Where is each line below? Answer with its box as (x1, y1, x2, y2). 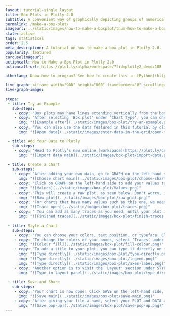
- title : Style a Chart (7, 223, 58, 228)
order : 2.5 (5, 41, 28, 46)
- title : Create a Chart (7, 162, 60, 167)
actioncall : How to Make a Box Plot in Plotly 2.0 (5, 59, 114, 65)
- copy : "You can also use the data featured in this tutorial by (14, 125, 157, 130)
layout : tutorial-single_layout (5, 7, 73, 13)
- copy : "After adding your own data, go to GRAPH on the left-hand (14, 171, 162, 177)
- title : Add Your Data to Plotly (7, 138, 80, 144)
